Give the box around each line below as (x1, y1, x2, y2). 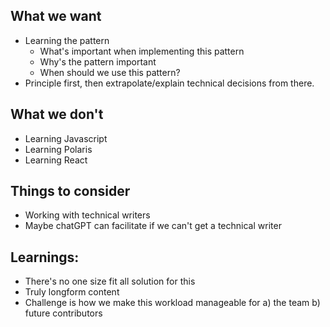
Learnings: (10, 249, 80, 266)
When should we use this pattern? (39, 66, 181, 78)
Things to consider (10, 183, 131, 200)
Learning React (24, 154, 88, 166)
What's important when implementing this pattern (39, 45, 245, 57)
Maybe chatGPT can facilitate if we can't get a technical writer (24, 220, 282, 232)
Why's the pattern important (39, 55, 157, 68)
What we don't (10, 106, 104, 123)
